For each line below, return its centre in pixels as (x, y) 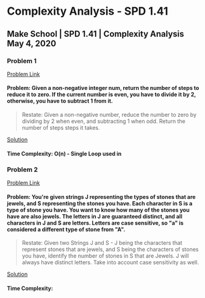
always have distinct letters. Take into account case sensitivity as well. (110, 263)
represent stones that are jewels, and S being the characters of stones (110, 250)
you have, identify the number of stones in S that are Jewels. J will (105, 256)
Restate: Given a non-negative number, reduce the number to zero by (109, 115)
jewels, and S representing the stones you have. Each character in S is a (100, 203)
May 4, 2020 (32, 43)
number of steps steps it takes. (61, 128)
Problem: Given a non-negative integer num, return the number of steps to (103, 88)
